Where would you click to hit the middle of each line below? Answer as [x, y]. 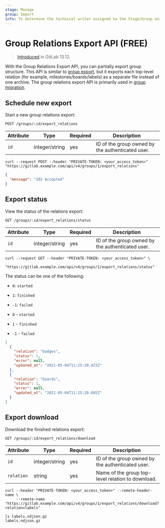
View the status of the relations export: [44, 211]
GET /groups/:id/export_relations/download [50, 438]
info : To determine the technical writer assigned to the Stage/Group [79, 19]
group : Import [20, 14]
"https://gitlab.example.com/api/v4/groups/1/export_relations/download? [82, 503]
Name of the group [118, 473]
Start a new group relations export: [40, 115]
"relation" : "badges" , [37, 352]
